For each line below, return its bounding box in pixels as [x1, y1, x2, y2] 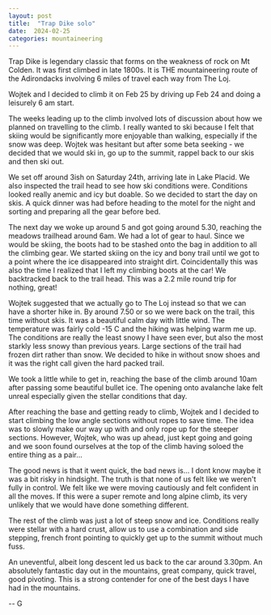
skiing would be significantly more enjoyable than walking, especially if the [8, 131, 257, 141]
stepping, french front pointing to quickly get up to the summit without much [8, 533, 263, 543]
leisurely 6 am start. [8, 98, 74, 108]
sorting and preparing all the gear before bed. [8, 207, 161, 217]
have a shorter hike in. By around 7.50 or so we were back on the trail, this [8, 307, 255, 316]
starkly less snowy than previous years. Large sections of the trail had [8, 341, 242, 351]
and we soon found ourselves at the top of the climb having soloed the [8, 442, 244, 452]
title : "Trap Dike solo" [8, 19, 95, 28]
